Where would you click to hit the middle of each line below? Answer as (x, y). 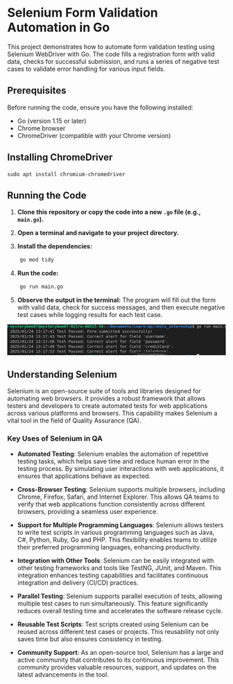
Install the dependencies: (54, 246)
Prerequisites (37, 91)
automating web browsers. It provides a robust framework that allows (106, 399)
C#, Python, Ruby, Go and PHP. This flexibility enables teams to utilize (117, 540)
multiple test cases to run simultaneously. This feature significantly (113, 603)
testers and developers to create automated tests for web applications (107, 406)
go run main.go (42, 287)
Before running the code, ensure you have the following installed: (100, 107)
